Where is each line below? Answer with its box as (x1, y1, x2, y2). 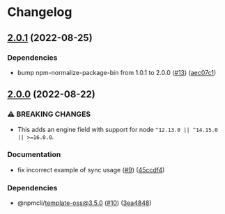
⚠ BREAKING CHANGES (7, 109, 91, 119)
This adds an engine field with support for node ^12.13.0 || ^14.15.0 (17, 125, 218, 133)
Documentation (7, 150, 61, 160)
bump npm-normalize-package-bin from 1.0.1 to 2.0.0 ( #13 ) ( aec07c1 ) (17, 68, 217, 76)
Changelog (7, 4, 72, 20)
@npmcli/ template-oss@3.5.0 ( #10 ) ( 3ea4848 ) (17, 199, 152, 207)
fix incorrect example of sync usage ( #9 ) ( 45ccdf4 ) (17, 165, 165, 174)
